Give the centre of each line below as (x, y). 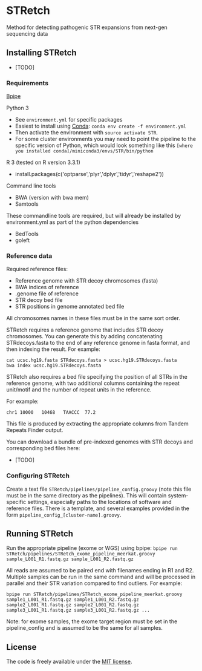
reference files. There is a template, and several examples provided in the (98, 508)
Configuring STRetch (38, 476)
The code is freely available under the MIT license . (69, 662)
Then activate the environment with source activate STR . (86, 133)
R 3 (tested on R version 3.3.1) (43, 162)
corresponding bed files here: (43, 448)
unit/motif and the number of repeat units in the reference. (79, 390)
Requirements (28, 83)
